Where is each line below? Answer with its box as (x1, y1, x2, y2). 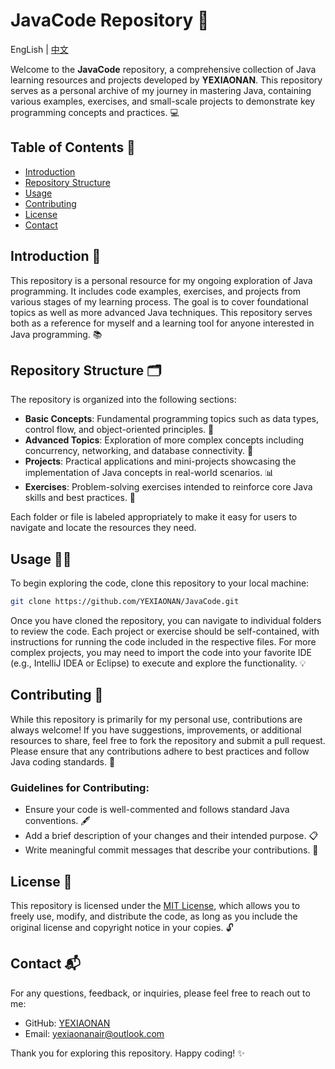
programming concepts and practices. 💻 (10, 106, 180, 118)
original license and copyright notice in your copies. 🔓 (10, 921, 234, 933)
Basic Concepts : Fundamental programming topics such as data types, (24, 413, 319, 425)
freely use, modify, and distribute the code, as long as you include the (10, 910, 298, 922)
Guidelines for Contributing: (10, 780, 150, 794)
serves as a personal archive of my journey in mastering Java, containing (10, 84, 312, 96)
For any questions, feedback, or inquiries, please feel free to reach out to (10, 987, 311, 999)
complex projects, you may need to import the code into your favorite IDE (10, 647, 313, 659)
